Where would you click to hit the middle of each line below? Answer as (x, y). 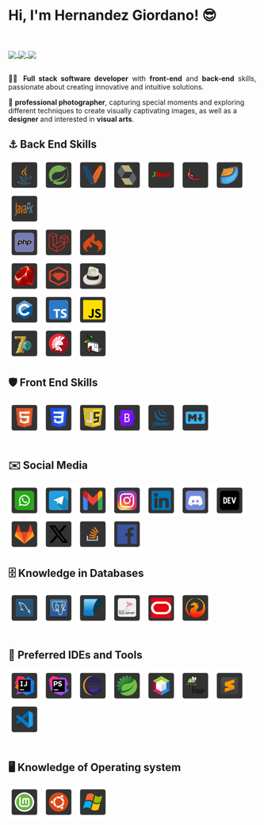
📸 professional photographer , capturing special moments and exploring (126, 102)
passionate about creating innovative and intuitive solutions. (106, 87)
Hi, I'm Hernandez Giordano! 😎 (113, 15)
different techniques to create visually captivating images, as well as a (123, 111)
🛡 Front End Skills (53, 383)
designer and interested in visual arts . (71, 119)
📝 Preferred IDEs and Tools (75, 655)
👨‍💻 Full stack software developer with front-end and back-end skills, (132, 78)
